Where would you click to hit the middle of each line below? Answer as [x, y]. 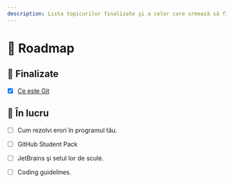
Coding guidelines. [44, 172]
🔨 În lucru [28, 114]
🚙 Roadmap [41, 48]
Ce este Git [33, 91]
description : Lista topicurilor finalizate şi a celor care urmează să [113, 14]
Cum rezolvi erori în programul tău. [67, 130]
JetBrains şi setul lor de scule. [61, 158]
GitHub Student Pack [47, 144]
